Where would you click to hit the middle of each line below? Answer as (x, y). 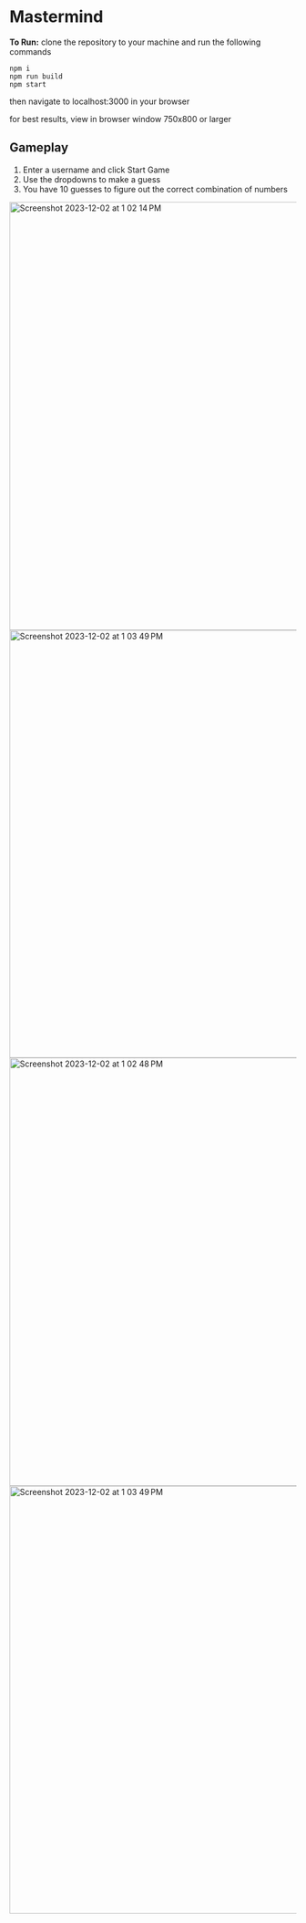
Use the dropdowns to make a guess (92, 179)
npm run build (36, 76)
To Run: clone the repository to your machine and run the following (135, 42)
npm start (28, 84)
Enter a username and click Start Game (96, 170)
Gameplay (39, 148)
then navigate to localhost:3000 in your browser (100, 101)
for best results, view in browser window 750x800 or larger (121, 119)
